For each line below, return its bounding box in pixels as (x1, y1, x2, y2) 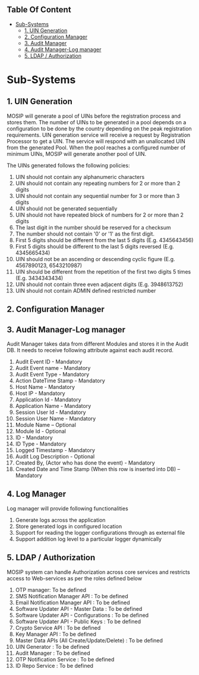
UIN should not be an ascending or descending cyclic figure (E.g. (15, 255, 175, 262)
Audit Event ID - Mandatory (15, 358, 83, 365)
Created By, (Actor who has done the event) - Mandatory (15, 459, 155, 466)
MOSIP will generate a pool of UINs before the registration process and (7, 112, 181, 120)
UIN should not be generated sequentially (15, 205, 118, 212)
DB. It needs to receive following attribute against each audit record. (7, 347, 174, 354)
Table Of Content (7, 5, 71, 15)
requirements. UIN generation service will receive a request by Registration (7, 131, 191, 139)
